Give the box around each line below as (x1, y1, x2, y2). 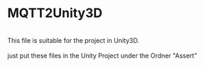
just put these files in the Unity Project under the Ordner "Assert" (7, 51, 198, 60)
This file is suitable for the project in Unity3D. (7, 36, 140, 44)
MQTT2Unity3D (7, 5, 103, 21)
